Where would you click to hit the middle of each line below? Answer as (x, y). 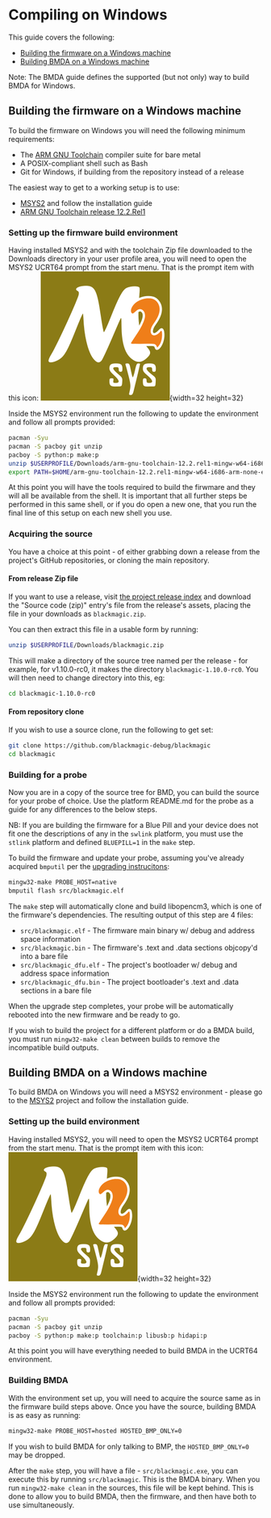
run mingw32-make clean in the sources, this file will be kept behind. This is (131, 1487)
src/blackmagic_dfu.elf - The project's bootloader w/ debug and (129, 964)
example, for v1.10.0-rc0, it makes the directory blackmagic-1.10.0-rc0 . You (133, 669)
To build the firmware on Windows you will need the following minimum (127, 130)
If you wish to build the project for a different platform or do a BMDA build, (131, 1030)
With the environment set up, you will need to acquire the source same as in (134, 1398)
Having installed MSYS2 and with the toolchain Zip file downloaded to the (130, 250)
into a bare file (44, 956)
